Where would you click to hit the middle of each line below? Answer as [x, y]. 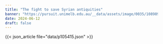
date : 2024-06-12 [23, 18]
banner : [13, 14]
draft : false [18, 23]
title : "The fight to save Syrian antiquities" [54, 9]
